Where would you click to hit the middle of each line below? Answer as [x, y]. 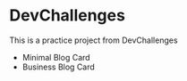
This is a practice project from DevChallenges [93, 40]
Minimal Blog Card [56, 57]
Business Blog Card [59, 67]
